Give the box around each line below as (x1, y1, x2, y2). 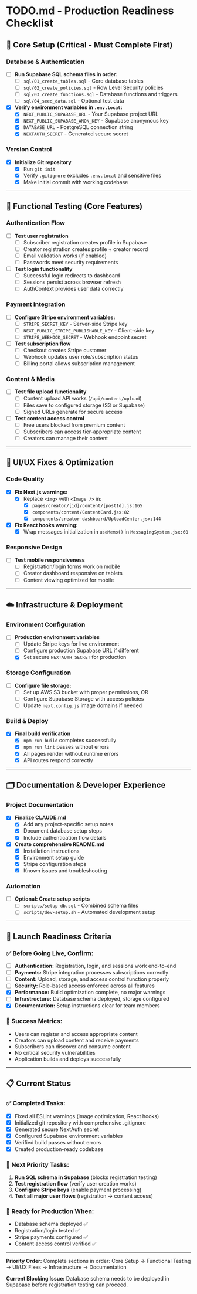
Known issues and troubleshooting (23, 867, 107, 874)
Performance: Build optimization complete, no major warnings (14, 989, 166, 996)
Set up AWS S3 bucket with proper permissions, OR (23, 688, 148, 695)
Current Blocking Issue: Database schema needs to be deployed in (6, 1275, 169, 1282)
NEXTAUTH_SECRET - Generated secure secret (23, 130, 128, 137)
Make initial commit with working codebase (23, 178, 128, 185)
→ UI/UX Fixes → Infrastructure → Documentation (6, 1264, 127, 1271)
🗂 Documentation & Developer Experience (6, 780, 166, 790)
